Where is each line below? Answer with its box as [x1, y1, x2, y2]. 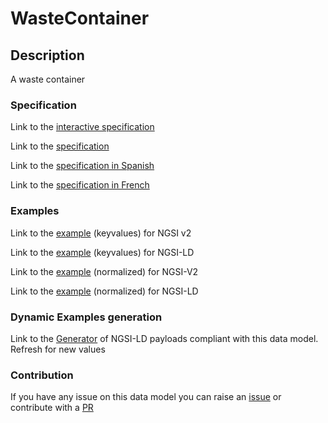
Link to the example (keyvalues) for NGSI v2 [10, 227, 192, 239]
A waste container [10, 73, 86, 85]
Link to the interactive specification [10, 121, 155, 133]
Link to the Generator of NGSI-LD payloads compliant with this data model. [10, 332, 319, 344]
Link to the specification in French [10, 179, 150, 191]
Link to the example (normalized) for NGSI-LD [10, 285, 199, 297]
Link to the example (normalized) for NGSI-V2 [10, 265, 199, 277]
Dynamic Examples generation [10, 310, 163, 324]
